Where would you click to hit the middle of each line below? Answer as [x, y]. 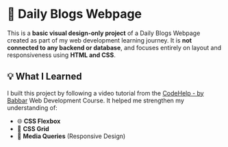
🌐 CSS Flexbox [39, 121]
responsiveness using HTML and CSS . [62, 55]
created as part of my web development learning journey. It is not [100, 40]
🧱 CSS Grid [33, 128]
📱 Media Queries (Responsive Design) [71, 136]
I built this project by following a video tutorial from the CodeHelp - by [105, 93]
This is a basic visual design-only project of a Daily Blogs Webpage [104, 33]
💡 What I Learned [45, 77]
